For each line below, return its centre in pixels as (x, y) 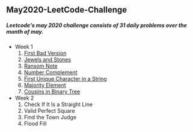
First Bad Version (45, 53)
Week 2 (24, 98)
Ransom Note (41, 66)
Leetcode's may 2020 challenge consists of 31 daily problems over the (97, 25)
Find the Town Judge (50, 118)
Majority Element (45, 85)
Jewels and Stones (47, 60)
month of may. (25, 31)
